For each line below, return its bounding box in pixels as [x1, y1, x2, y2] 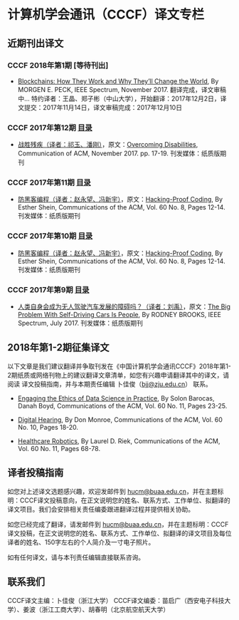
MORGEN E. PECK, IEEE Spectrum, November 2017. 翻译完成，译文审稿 [17, 85, 226, 93]
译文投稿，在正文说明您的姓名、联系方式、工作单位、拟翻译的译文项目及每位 [7, 529, 232, 537]
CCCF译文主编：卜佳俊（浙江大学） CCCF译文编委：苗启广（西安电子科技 [7, 596, 225, 604]
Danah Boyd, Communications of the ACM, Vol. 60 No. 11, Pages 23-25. [17, 401, 228, 410]
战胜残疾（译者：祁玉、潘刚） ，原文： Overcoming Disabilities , [17, 140, 198, 149]
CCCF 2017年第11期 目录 [7, 177, 91, 187]
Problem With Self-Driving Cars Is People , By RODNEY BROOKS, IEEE [17, 311, 222, 319]
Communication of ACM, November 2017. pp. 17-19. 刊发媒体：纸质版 [17, 149, 221, 157]
